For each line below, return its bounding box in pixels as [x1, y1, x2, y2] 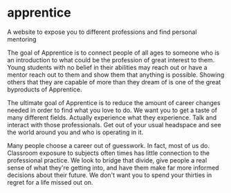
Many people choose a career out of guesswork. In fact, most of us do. [7, 141, 210, 149]
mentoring [7, 35, 37, 43]
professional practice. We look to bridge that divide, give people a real [7, 156, 207, 164]
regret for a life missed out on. [7, 178, 93, 186]
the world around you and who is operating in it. [7, 128, 144, 136]
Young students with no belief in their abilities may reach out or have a [7, 63, 207, 71]
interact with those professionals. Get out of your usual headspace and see [7, 120, 221, 129]
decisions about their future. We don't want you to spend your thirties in [7, 171, 212, 179]
